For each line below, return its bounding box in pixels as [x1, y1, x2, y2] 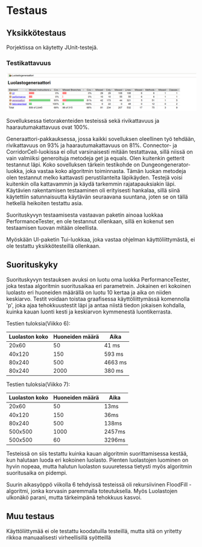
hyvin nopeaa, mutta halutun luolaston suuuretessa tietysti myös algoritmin [6, 462, 192, 470]
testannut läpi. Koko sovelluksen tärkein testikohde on [6, 161, 140, 168]
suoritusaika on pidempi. [6, 469, 68, 476]
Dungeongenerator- [141, 161, 191, 168]
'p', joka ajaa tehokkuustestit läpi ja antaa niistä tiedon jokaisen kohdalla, [6, 301, 186, 309]
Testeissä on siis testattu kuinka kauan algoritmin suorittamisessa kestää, [6, 450, 188, 457]
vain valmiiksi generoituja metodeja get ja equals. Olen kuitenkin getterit [6, 154, 185, 162]
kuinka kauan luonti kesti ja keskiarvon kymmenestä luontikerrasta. [6, 308, 172, 315]
